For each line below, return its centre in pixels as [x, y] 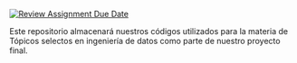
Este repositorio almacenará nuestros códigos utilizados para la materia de [148, 31]
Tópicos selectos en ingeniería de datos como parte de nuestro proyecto [145, 41]
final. [19, 50]
